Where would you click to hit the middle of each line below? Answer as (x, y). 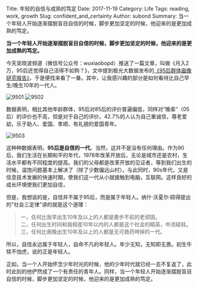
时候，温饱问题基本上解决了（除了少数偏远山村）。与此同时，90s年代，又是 (97, 170)
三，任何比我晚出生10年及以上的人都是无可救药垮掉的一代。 (93, 232)
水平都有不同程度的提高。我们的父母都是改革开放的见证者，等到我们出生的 (101, 163)
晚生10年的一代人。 (37, 85)
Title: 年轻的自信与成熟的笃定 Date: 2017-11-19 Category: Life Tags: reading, (98, 9)
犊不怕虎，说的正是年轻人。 (40, 251)
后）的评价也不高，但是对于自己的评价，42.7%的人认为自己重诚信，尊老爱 (97, 116)
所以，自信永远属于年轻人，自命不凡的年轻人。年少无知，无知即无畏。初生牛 (99, 244)
